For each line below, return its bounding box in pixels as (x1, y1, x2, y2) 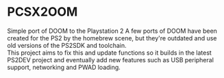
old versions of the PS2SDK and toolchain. (7, 41, 127, 49)
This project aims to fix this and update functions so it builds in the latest (7, 49, 212, 57)
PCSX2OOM (7, 4, 78, 20)
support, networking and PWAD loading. (7, 63, 121, 71)
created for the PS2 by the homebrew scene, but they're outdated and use (7, 34, 217, 42)
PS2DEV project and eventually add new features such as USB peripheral (7, 55, 214, 64)
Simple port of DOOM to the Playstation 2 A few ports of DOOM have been (7, 27, 218, 35)
